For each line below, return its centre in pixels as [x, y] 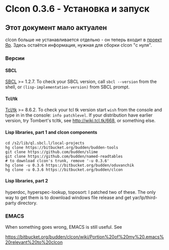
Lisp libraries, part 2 [27, 181]
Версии [15, 58]
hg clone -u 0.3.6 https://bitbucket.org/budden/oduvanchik [70, 165]
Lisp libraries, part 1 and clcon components [51, 132]
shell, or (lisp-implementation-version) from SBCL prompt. [68, 87]
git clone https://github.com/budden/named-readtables [64, 156]
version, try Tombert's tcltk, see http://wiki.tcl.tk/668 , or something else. [80, 121]
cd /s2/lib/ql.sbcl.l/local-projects [45, 143]
